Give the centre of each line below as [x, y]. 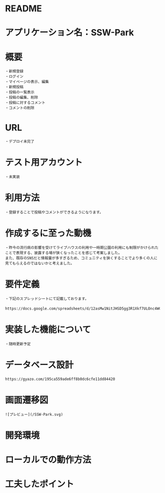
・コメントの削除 [20, 108]
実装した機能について [48, 330]
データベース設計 [39, 365]
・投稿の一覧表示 [20, 92]
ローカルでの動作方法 [48, 460]
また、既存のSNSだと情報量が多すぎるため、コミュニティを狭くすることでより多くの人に [81, 258]
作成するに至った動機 [48, 233]
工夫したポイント [40, 484]
